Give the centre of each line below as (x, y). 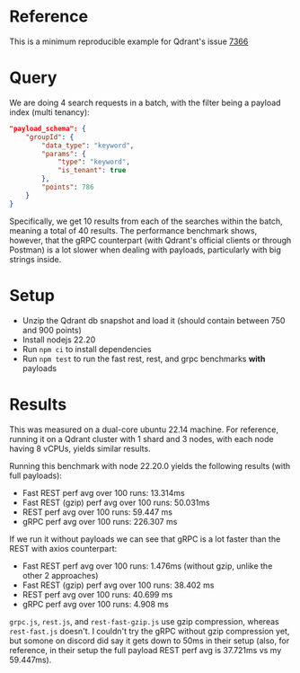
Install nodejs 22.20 (59, 340)
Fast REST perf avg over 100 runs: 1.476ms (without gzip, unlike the (147, 566)
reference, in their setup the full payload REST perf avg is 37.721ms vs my (146, 650)
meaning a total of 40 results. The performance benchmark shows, (133, 230)
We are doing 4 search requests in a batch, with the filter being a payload (145, 102)
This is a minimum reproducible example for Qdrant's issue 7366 (129, 41)
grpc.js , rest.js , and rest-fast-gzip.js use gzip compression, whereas (145, 621)
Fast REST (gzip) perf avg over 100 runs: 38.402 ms (118, 585)
